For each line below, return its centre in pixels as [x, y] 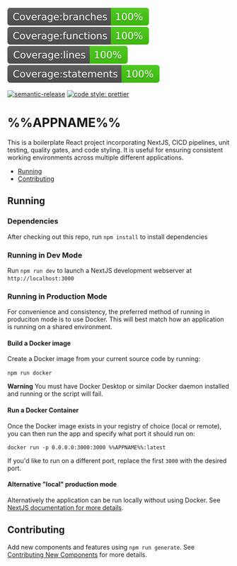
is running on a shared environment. [60, 327]
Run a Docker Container [43, 410]
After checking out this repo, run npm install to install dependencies [108, 237]
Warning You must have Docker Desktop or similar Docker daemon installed [118, 387]
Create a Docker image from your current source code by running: [104, 359]
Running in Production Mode [57, 296]
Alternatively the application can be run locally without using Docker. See [114, 500]
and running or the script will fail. [55, 394]
